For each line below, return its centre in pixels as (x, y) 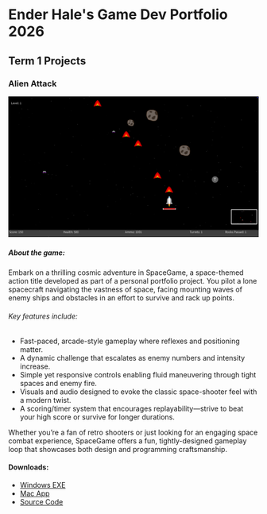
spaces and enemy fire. (58, 383)
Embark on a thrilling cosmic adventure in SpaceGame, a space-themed (126, 272)
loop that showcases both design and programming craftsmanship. (118, 449)
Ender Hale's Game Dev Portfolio (118, 15)
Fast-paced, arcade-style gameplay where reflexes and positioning (130, 341)
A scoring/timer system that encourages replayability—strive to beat (132, 408)
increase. (35, 366)
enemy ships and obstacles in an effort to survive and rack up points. (122, 298)
